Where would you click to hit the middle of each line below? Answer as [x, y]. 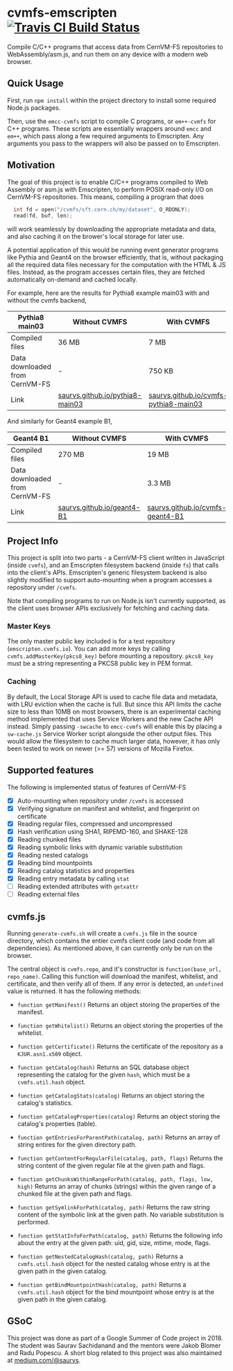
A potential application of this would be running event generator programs [113, 250]
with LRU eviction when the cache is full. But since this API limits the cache [114, 704]
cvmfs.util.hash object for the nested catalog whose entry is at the [113, 1264]
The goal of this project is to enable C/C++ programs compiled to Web [108, 182]
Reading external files [48, 895]
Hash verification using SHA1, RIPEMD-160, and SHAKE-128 [103, 831]
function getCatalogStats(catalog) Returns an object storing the [111, 1096]
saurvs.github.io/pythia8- [100, 396]
